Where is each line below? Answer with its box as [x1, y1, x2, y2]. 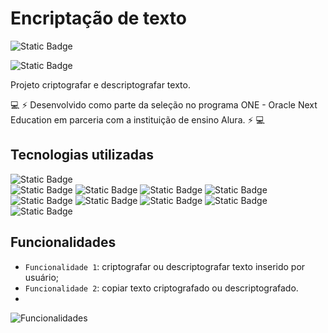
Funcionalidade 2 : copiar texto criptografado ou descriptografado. [24, 282, 299, 294]
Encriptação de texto [10, 7, 187, 30]
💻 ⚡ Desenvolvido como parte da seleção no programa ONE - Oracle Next [10, 98, 318, 111]
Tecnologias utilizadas [10, 147, 154, 164]
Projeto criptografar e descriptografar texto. [10, 78, 191, 91]
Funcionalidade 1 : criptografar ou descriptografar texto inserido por [24, 260, 306, 272]
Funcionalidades [10, 234, 117, 251]
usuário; [24, 271, 60, 283]
